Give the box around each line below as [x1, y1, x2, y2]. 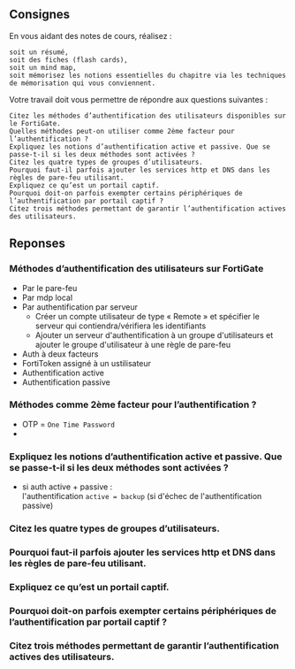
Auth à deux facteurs [21, 349, 99, 359]
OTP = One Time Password [21, 419, 115, 429]
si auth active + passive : [21, 481, 113, 492]
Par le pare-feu [21, 282, 78, 293]
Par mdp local [21, 292, 73, 303]
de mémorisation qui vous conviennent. [9, 79, 156, 88]
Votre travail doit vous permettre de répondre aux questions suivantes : [9, 94, 269, 104]
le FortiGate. [9, 119, 62, 127]
